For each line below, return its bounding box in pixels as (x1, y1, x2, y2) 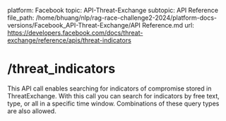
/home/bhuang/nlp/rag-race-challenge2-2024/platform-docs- (35, 13, 218, 22)
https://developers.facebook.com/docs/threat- (7, 28, 143, 37)
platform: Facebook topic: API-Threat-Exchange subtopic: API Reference (7, 6, 219, 14)
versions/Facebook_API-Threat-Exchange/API (7, 21, 141, 29)
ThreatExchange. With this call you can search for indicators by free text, (7, 91, 220, 100)
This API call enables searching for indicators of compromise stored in (7, 84, 212, 93)
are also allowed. (7, 106, 56, 115)
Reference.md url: (142, 21, 194, 29)
